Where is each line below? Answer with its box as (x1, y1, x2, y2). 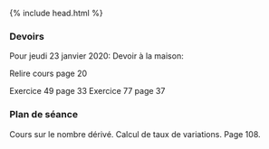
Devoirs (9, 30, 45, 42)
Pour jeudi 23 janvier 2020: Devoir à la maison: (9, 51, 184, 61)
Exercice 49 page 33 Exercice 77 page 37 (9, 86, 166, 97)
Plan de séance (9, 108, 79, 121)
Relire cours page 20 (9, 68, 88, 79)
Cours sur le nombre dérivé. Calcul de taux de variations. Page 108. (9, 128, 261, 139)
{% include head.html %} (9, 8, 103, 18)
